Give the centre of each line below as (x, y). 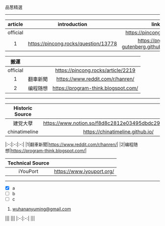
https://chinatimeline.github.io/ (118, 132)
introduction (72, 24)
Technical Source (28, 163)
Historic (23, 108)
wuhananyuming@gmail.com (41, 209)
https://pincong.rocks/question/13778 (72, 43)
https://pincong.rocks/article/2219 (96, 70)
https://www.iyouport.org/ (84, 171)
